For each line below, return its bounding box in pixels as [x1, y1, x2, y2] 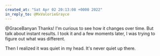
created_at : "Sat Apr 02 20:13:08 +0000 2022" [5, 7, 103, 12]
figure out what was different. [5, 35, 66, 42]
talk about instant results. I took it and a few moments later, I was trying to [5, 30, 156, 36]
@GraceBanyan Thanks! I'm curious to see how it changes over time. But [5, 25, 154, 31]
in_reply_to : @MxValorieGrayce [5, 12, 70, 17]
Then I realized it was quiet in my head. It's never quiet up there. [5, 45, 136, 51]
